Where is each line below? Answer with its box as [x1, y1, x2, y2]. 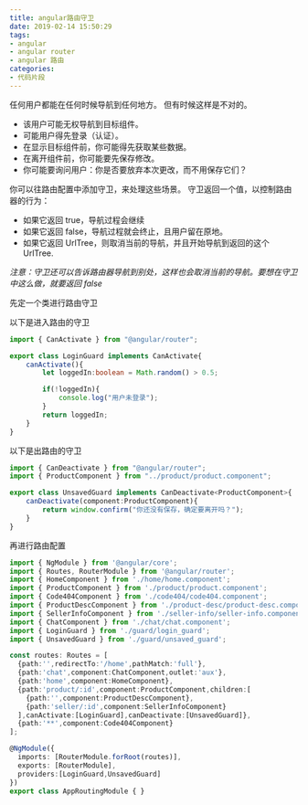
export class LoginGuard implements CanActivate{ [9, 351, 203, 361]
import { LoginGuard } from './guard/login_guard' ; [9, 626, 210, 635]
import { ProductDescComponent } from [9, 600, 157, 609]
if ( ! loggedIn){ [42, 385, 101, 394]
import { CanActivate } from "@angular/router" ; [9, 334, 198, 344]
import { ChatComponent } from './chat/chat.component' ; [9, 618, 231, 627]
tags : [9, 30, 30, 39]
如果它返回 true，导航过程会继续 [22, 214, 145, 225]
